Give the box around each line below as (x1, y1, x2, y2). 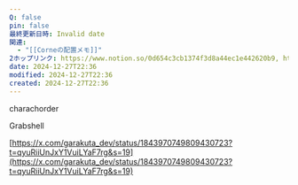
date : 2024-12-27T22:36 (9, 63, 98, 72)
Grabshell (9, 120, 44, 131)
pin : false (9, 21, 50, 30)
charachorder (9, 103, 59, 113)
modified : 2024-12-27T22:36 (9, 71, 114, 80)
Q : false (9, 12, 42, 22)
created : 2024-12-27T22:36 (9, 79, 109, 88)
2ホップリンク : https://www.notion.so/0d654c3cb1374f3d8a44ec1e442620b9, (9, 54, 279, 63)
